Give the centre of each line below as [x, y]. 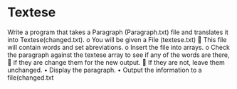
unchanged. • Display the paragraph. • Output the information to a [105, 70]
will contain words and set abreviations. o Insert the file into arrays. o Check [118, 47]
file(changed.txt [31, 77]
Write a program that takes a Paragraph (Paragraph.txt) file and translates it [118, 32]
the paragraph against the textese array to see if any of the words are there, [118, 55]
